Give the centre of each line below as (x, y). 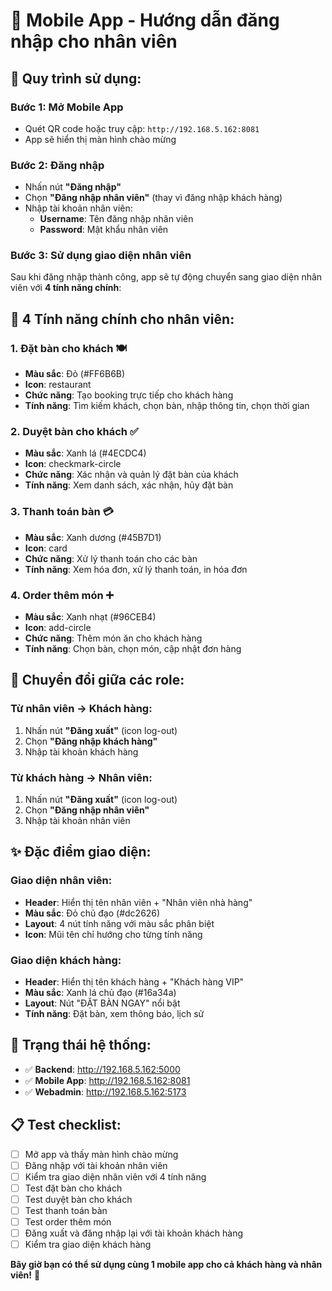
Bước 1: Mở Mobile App (67, 107)
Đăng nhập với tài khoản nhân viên (96, 1165)
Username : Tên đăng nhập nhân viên (116, 219)
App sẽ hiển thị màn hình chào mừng (100, 139)
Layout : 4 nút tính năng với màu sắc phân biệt (119, 923)
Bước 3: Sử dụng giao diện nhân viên (101, 256)
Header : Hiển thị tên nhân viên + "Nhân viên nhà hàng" (138, 902)
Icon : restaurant (58, 385)
